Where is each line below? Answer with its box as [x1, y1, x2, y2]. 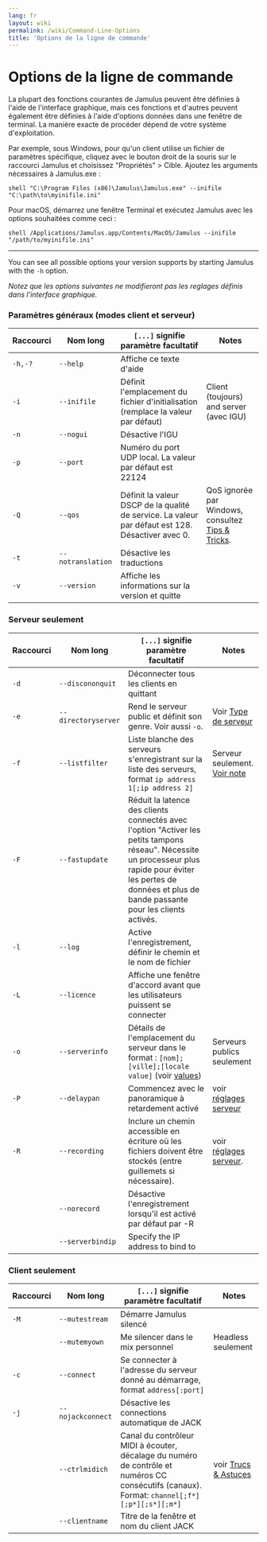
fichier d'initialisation [120, 396, 198, 407]
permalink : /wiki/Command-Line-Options [8, 26, 141, 34]
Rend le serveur [128, 701, 188, 712]
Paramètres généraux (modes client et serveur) [8, 310, 195, 321]
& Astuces [213, 1469, 252, 1480]
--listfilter [59, 758, 109, 768]
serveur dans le [128, 1042, 187, 1053]
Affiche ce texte [120, 353, 180, 364]
